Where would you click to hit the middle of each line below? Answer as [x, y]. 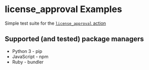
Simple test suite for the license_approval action [55, 23]
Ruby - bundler [28, 62]
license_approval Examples [63, 9]
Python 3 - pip [27, 51]
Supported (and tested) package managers [74, 39]
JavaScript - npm [30, 56]
